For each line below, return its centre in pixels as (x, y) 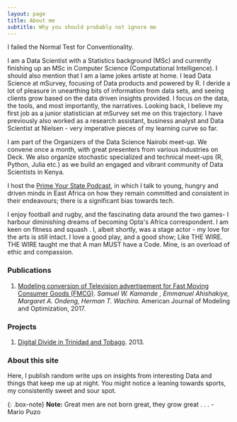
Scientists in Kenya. (36, 172)
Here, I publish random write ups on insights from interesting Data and (110, 376)
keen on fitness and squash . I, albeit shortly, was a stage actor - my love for (118, 230)
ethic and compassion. (41, 252)
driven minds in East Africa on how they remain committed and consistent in (118, 193)
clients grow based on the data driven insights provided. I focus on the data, (118, 98)
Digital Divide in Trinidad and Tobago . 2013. (81, 342)
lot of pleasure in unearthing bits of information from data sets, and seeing (116, 91)
